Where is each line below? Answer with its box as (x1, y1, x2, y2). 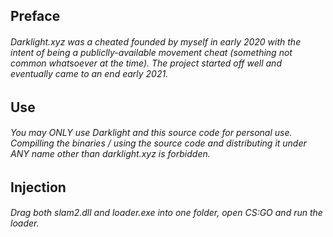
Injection (10, 179, 67, 196)
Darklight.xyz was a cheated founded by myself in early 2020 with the (10, 35, 302, 48)
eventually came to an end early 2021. (10, 67, 169, 79)
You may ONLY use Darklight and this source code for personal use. (10, 127, 293, 139)
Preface (10, 8, 61, 25)
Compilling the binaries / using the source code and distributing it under (10, 137, 307, 149)
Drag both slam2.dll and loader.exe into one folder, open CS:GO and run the (10, 207, 323, 219)
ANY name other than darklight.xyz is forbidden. (10, 148, 211, 160)
